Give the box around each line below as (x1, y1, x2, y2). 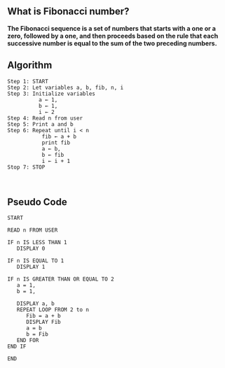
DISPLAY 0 (16, 245, 46, 253)
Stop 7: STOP (7, 164, 46, 171)
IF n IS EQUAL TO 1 (7, 257, 64, 264)
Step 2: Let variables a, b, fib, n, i (7, 84, 124, 91)
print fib (41, 139, 71, 146)
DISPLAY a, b (16, 300, 55, 307)
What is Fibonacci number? (7, 6, 130, 17)
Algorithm (7, 59, 53, 71)
